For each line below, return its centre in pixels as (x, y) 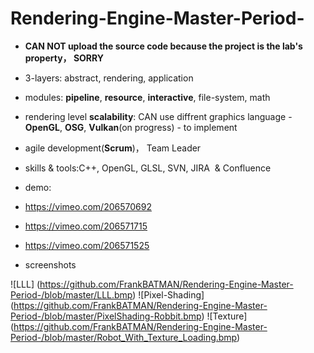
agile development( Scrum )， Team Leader (113, 148)
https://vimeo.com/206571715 (86, 226)
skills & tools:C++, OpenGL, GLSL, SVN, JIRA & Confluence (148, 168)
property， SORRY (64, 58)
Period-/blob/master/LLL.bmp (71, 294)
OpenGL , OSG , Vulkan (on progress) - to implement (131, 127)
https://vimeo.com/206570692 (88, 206)
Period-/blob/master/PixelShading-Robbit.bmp (106, 316)
